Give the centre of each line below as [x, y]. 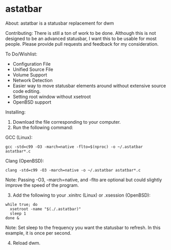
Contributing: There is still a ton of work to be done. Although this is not [81, 33]
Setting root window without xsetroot [52, 97]
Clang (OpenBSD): [25, 161]
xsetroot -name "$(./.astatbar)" [46, 209]
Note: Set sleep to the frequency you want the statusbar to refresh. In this [83, 227]
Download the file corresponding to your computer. [67, 122]
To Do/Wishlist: [21, 54]
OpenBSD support [32, 102]
